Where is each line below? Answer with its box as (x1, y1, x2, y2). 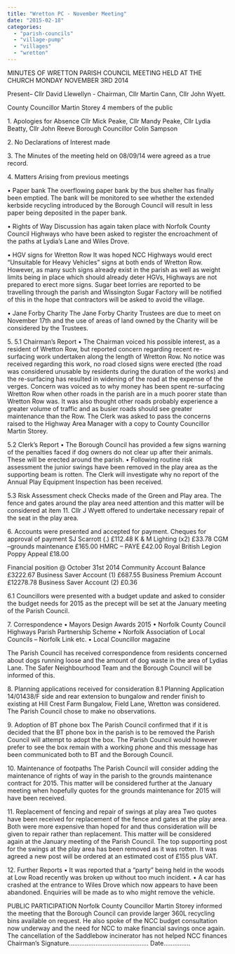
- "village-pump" (13, 36, 65, 43)
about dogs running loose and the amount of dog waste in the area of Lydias (7, 656, 228, 664)
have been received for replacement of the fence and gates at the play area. (7, 814, 228, 823)
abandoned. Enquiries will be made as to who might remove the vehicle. (7, 888, 215, 896)
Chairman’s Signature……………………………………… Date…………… (7, 939, 191, 947)
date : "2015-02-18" (7, 17, 65, 24)
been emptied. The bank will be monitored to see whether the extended (7, 194, 215, 202)
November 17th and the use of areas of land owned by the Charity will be (7, 316, 218, 325)
